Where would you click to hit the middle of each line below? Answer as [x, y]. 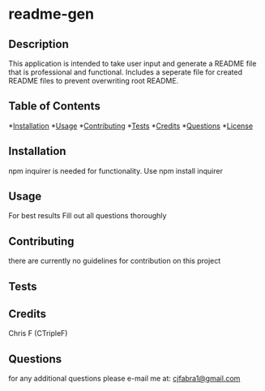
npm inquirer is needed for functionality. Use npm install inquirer [115, 170]
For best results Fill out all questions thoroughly [88, 216]
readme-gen [51, 14]
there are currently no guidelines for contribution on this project [115, 261]
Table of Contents [55, 106]
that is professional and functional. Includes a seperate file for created [126, 72]
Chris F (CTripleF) [38, 333]
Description [38, 44]
